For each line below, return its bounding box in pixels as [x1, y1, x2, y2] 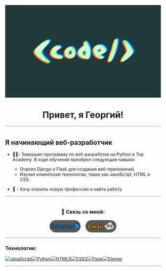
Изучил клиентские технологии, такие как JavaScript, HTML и [19, 171, 151, 177]
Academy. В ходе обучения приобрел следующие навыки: [12, 156, 135, 162]
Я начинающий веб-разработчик [5, 138, 113, 147]
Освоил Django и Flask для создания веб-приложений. [19, 166, 135, 172]
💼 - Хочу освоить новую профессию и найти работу [12, 186, 123, 192]
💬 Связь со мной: [61, 208, 105, 215]
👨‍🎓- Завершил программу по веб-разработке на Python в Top [12, 152, 144, 157]
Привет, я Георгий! [42, 110, 124, 120]
